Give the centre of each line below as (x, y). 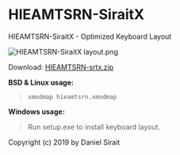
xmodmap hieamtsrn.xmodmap (72, 96)
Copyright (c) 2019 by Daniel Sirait (64, 142)
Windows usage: (36, 112)
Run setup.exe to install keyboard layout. (94, 127)
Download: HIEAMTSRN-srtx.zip (61, 67)
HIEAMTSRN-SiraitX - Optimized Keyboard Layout (90, 36)
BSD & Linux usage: (41, 82)
